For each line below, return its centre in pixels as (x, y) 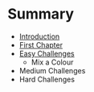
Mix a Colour (52, 62)
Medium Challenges (52, 70)
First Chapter (41, 44)
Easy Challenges (47, 53)
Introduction (39, 36)
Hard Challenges (47, 79)
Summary (41, 14)
